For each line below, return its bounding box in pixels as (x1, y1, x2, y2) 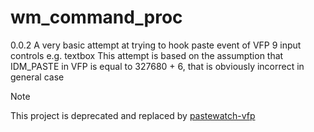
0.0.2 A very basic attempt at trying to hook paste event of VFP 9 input (10, 39, 302, 51)
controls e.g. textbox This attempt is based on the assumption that (10, 49, 284, 61)
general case (10, 71, 65, 83)
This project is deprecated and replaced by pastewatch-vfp (10, 109, 256, 121)
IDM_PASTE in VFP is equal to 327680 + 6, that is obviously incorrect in (10, 60, 305, 72)
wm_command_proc (10, 6, 183, 29)
